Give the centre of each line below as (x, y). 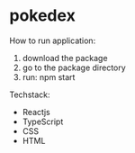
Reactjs (36, 112)
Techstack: (30, 94)
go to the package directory (74, 67)
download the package (65, 58)
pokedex (43, 16)
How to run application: (53, 40)
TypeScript (43, 121)
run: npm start (49, 76)
